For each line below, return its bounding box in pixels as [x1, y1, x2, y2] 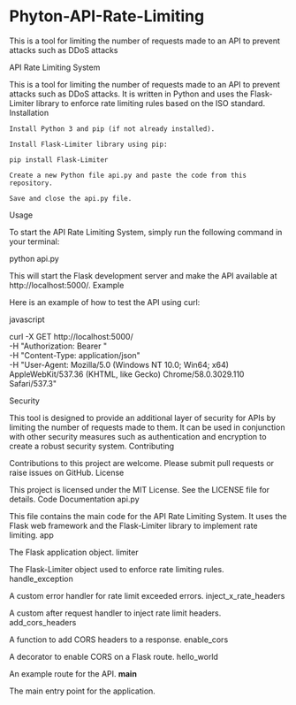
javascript [9, 314, 46, 325]
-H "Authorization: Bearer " [9, 341, 108, 351]
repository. [9, 179, 53, 188]
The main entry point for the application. [9, 686, 156, 696]
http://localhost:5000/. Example [9, 280, 125, 290]
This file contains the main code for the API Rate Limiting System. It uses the [9, 510, 287, 521]
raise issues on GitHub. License [9, 467, 125, 478]
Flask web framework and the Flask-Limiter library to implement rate [9, 520, 258, 531]
